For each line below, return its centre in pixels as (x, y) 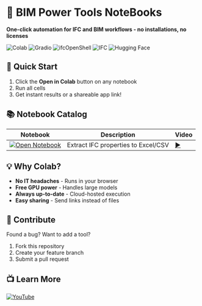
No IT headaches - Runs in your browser (67, 181)
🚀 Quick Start (32, 67)
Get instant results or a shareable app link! (68, 94)
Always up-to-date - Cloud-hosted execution (73, 194)
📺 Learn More (34, 279)
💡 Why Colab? (34, 166)
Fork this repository (40, 246)
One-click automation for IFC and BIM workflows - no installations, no (96, 29)
